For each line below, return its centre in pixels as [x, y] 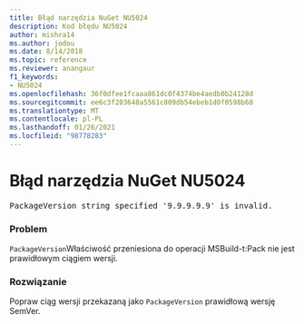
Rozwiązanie [38, 282]
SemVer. [25, 311]
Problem [29, 229]
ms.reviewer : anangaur [52, 69]
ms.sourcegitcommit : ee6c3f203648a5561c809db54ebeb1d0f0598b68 [132, 102]
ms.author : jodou [42, 43]
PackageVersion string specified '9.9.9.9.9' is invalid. [141, 206]
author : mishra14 [42, 34]
